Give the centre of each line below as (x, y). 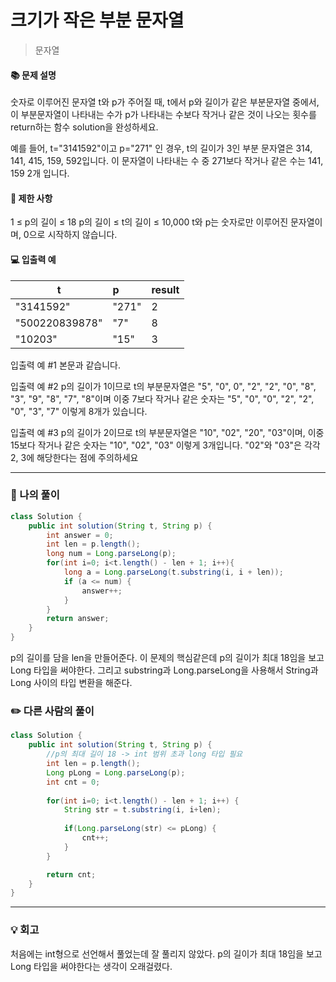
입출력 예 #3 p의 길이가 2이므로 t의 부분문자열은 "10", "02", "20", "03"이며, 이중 (167, 432)
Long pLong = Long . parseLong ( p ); (116, 772)
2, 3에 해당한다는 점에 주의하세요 (74, 457)
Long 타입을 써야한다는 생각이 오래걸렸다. (91, 966)
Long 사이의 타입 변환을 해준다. (71, 683)
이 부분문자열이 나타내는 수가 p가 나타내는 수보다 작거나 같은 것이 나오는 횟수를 (163, 115)
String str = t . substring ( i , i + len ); (142, 810)
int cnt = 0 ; (73, 782)
